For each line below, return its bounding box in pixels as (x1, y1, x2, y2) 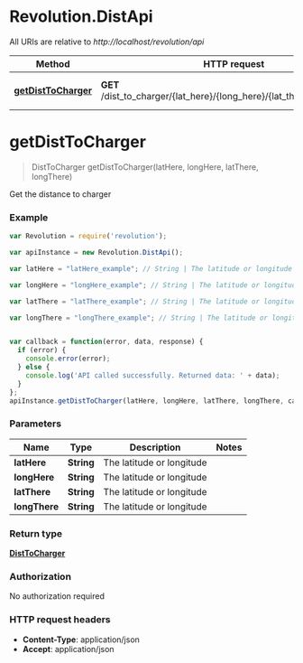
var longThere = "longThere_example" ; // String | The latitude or (9, 313, 269, 322)
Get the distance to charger (9, 188, 112, 200)
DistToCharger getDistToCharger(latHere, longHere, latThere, (31, 161, 259, 173)
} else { (17, 363, 50, 372)
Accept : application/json (22, 643, 115, 654)
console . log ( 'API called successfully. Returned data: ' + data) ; (25, 370, 280, 380)
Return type (9, 527, 63, 539)
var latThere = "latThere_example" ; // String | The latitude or (9, 296, 260, 306)
